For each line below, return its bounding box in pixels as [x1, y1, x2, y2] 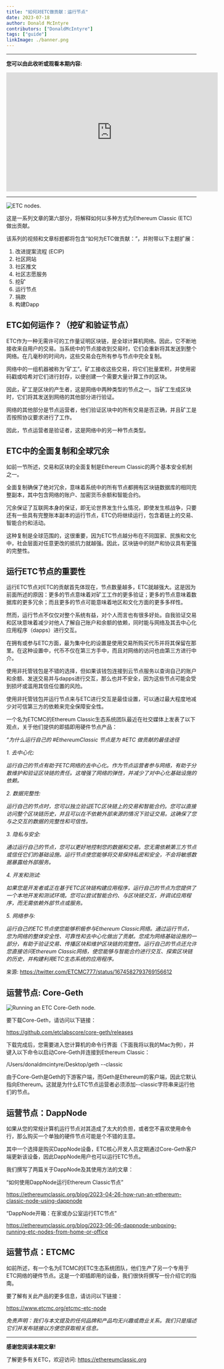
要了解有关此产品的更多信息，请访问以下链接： [6, 1292, 123, 1299]
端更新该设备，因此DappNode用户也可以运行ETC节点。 [6, 1153, 144, 1160]
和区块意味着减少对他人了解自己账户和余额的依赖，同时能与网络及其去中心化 [6, 619, 197, 626]
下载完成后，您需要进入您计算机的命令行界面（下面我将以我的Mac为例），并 [6, 1041, 194, 1049]
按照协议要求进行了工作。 [11, 414, 75, 421]
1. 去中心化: [6, 749, 34, 756]
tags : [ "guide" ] [6, 31, 47, 37]
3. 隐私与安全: [6, 831, 41, 838]
